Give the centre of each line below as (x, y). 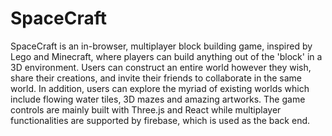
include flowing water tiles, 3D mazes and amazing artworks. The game (158, 99)
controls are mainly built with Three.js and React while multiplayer (146, 109)
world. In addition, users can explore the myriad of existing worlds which (160, 88)
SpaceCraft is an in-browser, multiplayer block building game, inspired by (161, 46)
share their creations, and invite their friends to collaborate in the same (156, 78)
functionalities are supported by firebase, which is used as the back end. (160, 120)
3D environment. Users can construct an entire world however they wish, (161, 67)
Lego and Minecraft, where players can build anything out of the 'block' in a (166, 56)
